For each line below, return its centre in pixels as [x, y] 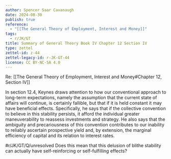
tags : [11, 34]
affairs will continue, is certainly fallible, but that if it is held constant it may [84, 103]
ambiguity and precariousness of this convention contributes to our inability [85, 125]
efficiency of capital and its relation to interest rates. [60, 135]
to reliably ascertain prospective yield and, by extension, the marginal [78, 130]
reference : [17, 24]
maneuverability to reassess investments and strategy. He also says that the [85, 119]
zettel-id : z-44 [22, 53]
